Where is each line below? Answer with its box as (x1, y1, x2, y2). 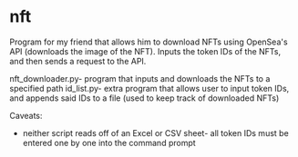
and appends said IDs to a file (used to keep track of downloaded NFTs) (9, 93, 280, 103)
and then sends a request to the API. (9, 55, 147, 66)
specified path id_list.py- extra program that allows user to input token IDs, (9, 83, 290, 93)
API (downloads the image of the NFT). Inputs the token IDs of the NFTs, (9, 45, 282, 56)
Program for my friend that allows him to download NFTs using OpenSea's (9, 36, 289, 47)
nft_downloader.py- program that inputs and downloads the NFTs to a (9, 73, 271, 83)
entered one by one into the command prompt (22, 137, 196, 148)
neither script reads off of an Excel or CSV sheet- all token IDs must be (22, 127, 289, 138)
